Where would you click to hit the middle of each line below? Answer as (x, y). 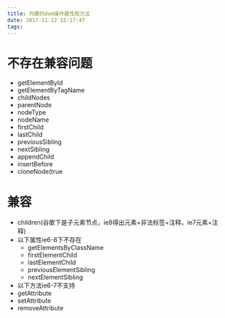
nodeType (32, 113)
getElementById (40, 83)
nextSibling (33, 150)
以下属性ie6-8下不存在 (49, 240)
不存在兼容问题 (50, 63)
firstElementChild (52, 255)
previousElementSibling (61, 270)
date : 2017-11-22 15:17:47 (46, 20)
